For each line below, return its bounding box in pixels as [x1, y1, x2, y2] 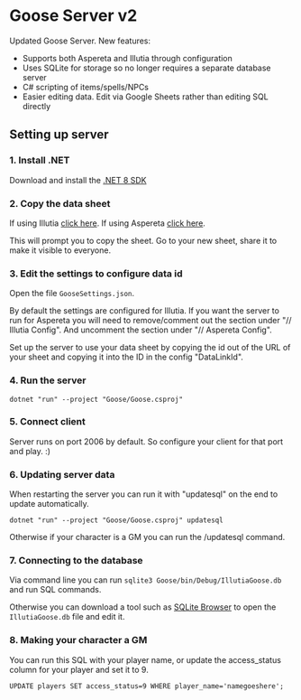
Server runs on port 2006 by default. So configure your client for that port [9, 435, 284, 447]
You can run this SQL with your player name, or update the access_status [9, 654, 282, 665]
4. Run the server [9, 374, 87, 387]
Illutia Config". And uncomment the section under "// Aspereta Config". [9, 324, 272, 335]
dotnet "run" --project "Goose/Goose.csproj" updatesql [9, 516, 223, 525]
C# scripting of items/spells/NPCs [22, 81, 150, 92]
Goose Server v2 [9, 5, 138, 26]
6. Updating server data [9, 468, 115, 481]
